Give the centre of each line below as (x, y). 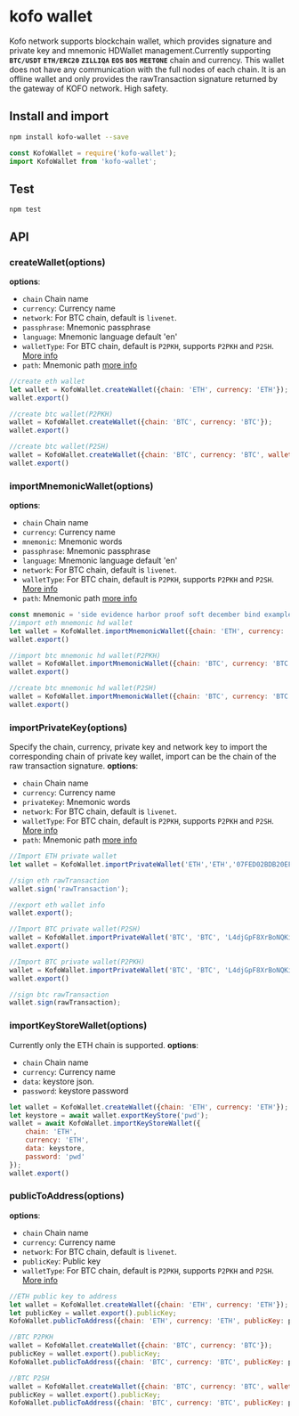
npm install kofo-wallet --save (69, 137)
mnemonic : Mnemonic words (72, 541)
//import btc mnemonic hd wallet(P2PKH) (85, 655)
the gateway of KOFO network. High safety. (89, 88)
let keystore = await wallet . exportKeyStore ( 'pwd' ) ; (109, 1115)
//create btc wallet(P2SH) (59, 447)
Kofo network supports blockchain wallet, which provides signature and (141, 41)
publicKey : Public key (61, 1261)
